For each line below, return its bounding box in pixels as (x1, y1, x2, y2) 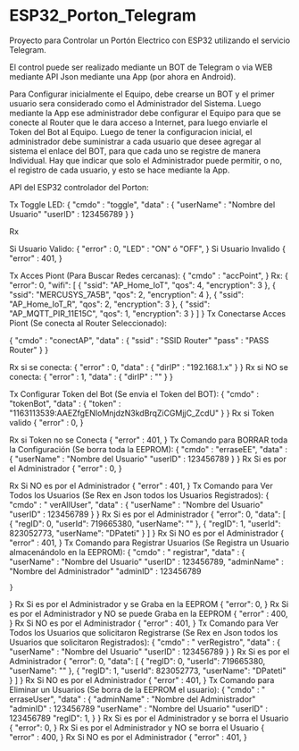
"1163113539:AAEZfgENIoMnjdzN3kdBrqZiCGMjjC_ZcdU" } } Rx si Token (9, 408, 275, 418)
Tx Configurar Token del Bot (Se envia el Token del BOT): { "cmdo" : (9, 388, 260, 399)
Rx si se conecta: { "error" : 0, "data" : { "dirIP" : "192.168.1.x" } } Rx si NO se (9, 361, 288, 372)
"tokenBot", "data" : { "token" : (9, 398, 121, 409)
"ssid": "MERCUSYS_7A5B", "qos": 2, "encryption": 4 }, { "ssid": (9, 289, 244, 300)
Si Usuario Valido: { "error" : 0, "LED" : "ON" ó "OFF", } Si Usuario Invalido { (9, 243, 286, 254)
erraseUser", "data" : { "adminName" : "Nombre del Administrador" (9, 694, 256, 705)
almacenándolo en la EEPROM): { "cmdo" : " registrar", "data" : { (9, 546, 245, 557)
